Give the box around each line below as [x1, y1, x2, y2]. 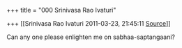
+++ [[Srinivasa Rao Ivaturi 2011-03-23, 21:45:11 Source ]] [6, 19, 171, 27]
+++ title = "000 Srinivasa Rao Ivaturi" [6, 6, 116, 14]
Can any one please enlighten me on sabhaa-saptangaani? [6, 33, 176, 41]
